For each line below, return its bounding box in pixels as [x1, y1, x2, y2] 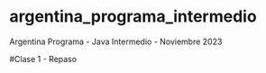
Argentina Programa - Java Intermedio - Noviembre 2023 [9, 36, 223, 47]
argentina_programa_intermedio [9, 6, 257, 27]
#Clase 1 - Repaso [9, 53, 78, 64]
